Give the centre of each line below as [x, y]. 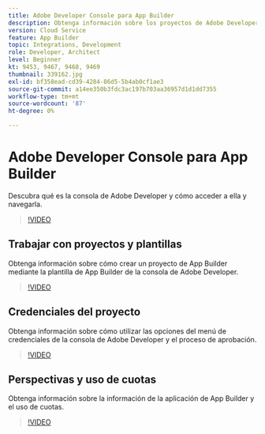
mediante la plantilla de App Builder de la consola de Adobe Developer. [123, 272]
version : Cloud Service [47, 30]
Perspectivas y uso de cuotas [82, 379]
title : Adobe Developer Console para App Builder [91, 15]
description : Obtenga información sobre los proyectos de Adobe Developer [134, 23]
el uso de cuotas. [36, 407]
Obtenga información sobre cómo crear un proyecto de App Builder [118, 263]
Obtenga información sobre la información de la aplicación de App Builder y [131, 398]
